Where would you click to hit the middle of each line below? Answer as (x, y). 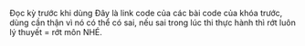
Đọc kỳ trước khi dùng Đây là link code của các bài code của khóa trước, (146, 13)
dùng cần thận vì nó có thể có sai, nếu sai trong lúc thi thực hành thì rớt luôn (153, 23)
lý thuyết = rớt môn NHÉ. (56, 32)
